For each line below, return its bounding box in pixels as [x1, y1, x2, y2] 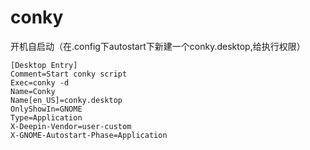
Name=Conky [10, 86, 56, 96]
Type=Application [10, 112, 83, 123]
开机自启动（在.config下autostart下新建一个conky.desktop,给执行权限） [10, 40, 306, 52]
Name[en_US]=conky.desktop [10, 95, 123, 105]
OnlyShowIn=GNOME [10, 104, 83, 114]
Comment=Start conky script [10, 69, 128, 79]
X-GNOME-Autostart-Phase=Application [10, 130, 168, 140]
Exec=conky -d [10, 77, 70, 88]
